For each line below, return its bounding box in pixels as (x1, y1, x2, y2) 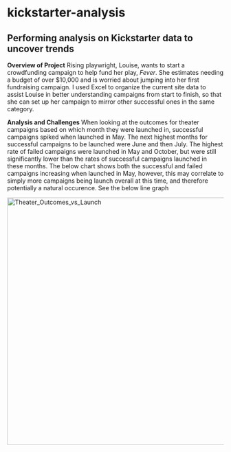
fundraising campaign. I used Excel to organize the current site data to (7, 83, 206, 91)
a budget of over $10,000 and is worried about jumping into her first (7, 76, 199, 84)
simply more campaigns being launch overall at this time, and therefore (7, 177, 208, 185)
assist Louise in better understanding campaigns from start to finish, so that (7, 91, 222, 98)
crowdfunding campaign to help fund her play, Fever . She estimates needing (7, 69, 224, 76)
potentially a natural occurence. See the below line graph (7, 184, 169, 192)
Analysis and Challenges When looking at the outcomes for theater (7, 118, 199, 126)
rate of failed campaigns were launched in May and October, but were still (7, 148, 217, 155)
